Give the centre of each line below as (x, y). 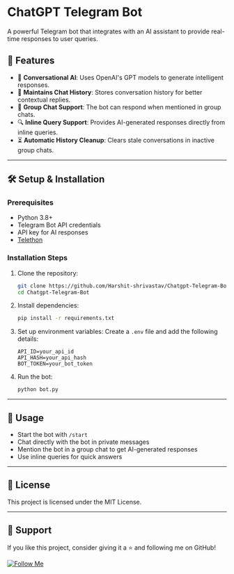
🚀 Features (31, 61)
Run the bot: (35, 377)
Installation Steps (38, 258)
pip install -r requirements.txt (66, 318)
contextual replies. (44, 99)
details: (28, 339)
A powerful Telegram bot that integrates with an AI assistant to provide (109, 31)
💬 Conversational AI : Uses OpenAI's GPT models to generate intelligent (120, 77)
